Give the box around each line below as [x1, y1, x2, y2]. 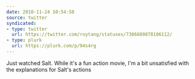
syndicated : [6, 20, 36, 26]
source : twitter [6, 15, 47, 21]
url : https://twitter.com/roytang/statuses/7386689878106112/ [12, 32, 173, 38]
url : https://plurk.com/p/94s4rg [12, 43, 97, 49]
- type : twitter [6, 26, 47, 32]
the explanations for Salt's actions [6, 66, 92, 73]
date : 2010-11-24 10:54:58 [6, 9, 75, 15]
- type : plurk [6, 37, 43, 43]
